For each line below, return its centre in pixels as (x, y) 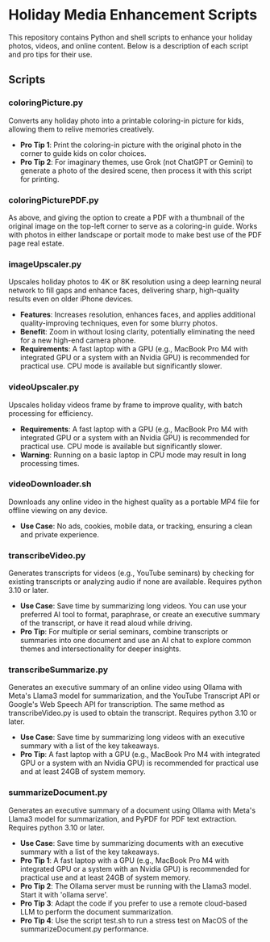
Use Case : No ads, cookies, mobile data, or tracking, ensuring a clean (136, 526)
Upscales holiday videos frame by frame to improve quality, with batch (126, 405)
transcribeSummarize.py (58, 670)
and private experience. (59, 534)
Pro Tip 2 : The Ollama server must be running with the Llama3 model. (135, 885)
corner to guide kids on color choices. (83, 153)
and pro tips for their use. (50, 54)
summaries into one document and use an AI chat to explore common (135, 641)
